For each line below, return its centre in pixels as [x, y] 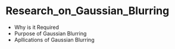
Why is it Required [37, 27]
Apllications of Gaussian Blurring [54, 40]
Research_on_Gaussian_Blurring [87, 11]
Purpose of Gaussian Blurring [50, 33]
